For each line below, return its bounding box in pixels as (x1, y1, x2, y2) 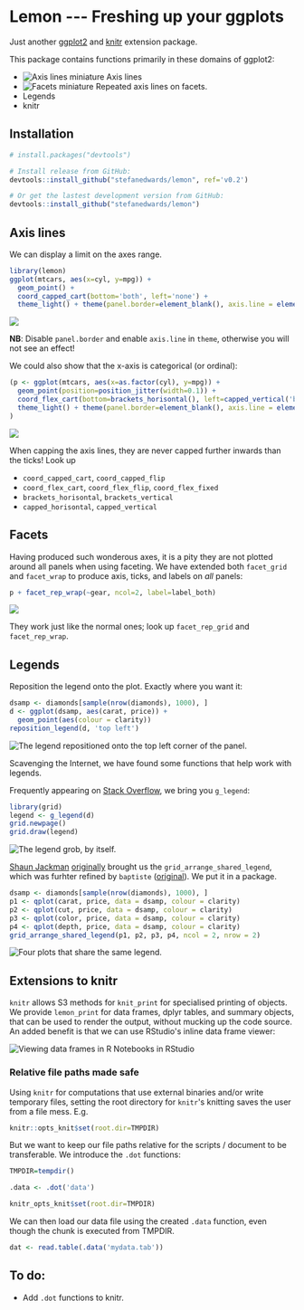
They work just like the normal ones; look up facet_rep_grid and (9, 622, 250, 632)
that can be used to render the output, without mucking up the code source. (9, 1016, 292, 1028)
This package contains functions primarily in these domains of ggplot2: (9, 53, 275, 64)
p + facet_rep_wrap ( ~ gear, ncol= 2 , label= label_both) (9, 588, 217, 597)
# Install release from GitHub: (9, 166, 131, 176)
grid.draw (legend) (9, 828, 79, 837)
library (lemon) (9, 266, 67, 275)
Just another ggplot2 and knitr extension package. (9, 36, 198, 47)
